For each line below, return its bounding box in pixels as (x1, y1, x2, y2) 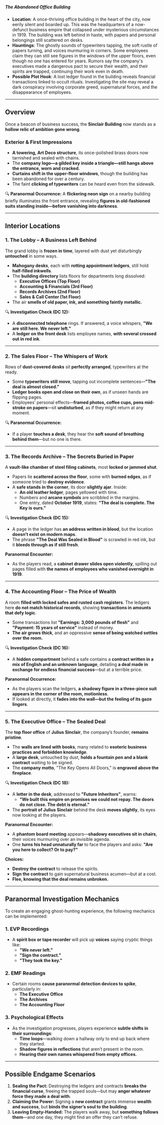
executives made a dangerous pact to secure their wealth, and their (12, 63, 148, 69)
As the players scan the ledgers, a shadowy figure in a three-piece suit (12, 685, 157, 692)
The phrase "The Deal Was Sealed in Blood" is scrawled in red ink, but (12, 536, 156, 542)
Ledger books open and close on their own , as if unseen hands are (12, 389, 149, 395)
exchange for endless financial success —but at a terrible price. (12, 667, 143, 672)
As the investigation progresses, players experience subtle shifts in (12, 1025, 149, 1031)
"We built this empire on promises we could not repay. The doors (19, 796, 154, 802)
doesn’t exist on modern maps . (12, 532, 77, 537)
